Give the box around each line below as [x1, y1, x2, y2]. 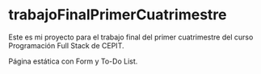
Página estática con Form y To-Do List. [8, 56, 138, 66]
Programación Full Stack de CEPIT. [8, 40, 124, 50]
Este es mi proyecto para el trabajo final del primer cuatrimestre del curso [8, 32, 254, 42]
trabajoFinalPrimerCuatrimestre [8, 6, 227, 24]
